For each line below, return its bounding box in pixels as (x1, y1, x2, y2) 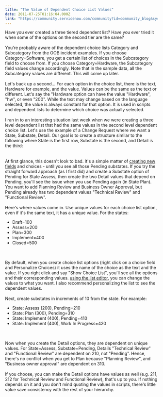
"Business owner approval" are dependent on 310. (5, 361, 106, 367)
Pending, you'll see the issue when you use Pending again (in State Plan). (5, 179, 152, 185)
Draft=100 (12, 219, 33, 225)
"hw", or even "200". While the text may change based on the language (5, 97, 148, 102)
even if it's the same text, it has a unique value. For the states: (5, 210, 129, 216)
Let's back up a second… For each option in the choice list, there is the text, (5, 81, 157, 87)
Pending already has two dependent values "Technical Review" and (5, 189, 141, 195)
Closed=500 (12, 240, 37, 246)
